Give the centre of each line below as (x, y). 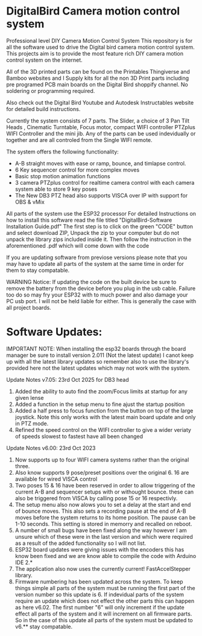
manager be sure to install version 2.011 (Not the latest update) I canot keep (100, 355)
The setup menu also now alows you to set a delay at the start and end (103, 504)
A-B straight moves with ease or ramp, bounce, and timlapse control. (100, 163)
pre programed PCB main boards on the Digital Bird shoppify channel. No (97, 84)
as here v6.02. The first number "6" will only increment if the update (100, 607)
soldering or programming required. (51, 91)
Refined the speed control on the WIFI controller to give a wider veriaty (103, 429)
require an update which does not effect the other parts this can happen (105, 601)
